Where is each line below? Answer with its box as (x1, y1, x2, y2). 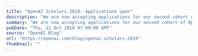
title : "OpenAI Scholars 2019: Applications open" (6, 8, 133, 15)
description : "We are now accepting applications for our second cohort (6, 14, 189, 20)
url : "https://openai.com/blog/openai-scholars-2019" (6, 36, 141, 41)
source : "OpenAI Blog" (6, 30, 62, 36)
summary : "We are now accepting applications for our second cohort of (6, 19, 186, 25)
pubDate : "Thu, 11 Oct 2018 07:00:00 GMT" (6, 24, 112, 31)
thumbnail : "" (6, 41, 41, 47)
